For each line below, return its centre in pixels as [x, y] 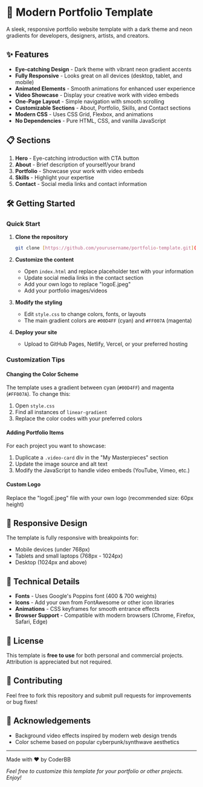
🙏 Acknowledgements [49, 721]
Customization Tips [36, 360]
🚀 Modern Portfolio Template [80, 12]
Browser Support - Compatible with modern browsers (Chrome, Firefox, [105, 615]
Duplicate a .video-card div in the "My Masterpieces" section [92, 458]
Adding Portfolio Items [35, 432]
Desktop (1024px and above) [51, 562]
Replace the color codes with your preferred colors [79, 419]
